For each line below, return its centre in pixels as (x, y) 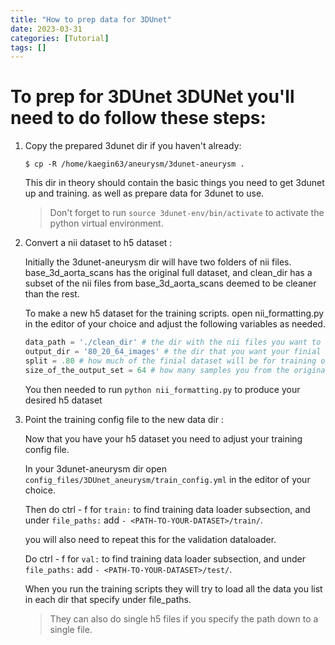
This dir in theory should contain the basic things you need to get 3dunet (174, 183)
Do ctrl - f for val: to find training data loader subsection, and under (165, 558)
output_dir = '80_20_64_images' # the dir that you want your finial (173, 352)
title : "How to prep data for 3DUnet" (91, 19)
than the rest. (52, 294)
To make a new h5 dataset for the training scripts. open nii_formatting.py (174, 313)
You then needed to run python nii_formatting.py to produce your (162, 389)
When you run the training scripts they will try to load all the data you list (173, 588)
